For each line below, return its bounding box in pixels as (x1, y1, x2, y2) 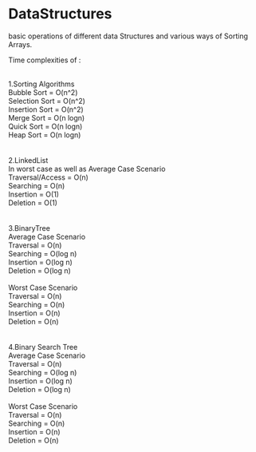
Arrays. (8, 39, 33, 49)
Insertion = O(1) (8, 189, 60, 199)
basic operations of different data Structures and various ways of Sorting (8, 31, 249, 41)
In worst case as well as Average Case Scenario (8, 164, 166, 173)
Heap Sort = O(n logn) (8, 129, 81, 140)
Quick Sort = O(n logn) (8, 121, 83, 131)
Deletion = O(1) (8, 197, 58, 208)
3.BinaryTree (8, 223, 50, 232)
